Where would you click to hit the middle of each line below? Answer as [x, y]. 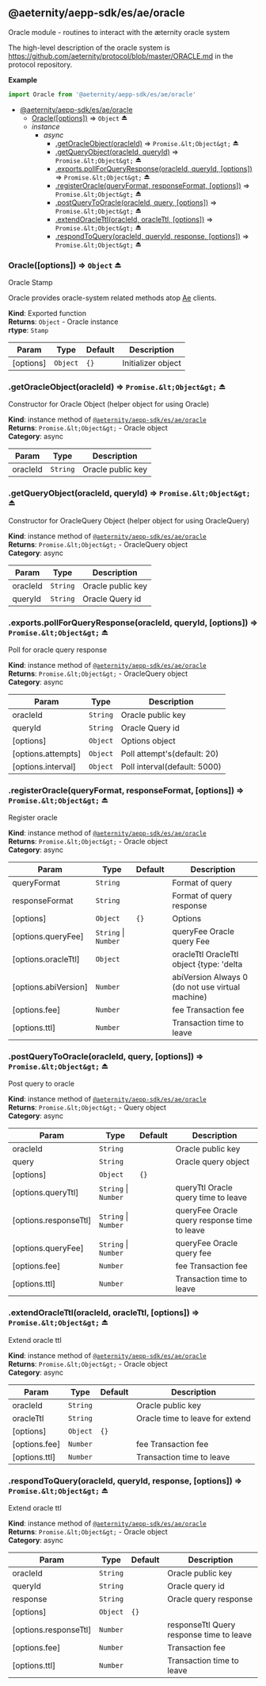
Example [23, 79]
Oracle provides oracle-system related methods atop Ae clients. [112, 298]
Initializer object [152, 363]
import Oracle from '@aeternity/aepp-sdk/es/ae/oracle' [102, 95]
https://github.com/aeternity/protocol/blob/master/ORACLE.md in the [121, 56]
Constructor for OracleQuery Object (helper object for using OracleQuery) [129, 520]
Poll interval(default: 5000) [171, 766]
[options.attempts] [47, 754]
